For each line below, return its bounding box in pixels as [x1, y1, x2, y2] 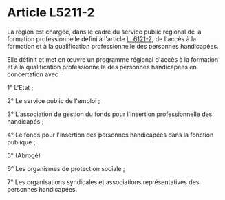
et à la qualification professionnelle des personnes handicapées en [7, 63, 197, 71]
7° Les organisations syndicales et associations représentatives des [7, 177, 200, 186]
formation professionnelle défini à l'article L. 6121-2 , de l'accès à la [7, 34, 197, 43]
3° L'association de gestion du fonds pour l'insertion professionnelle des [7, 110, 213, 118]
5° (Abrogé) [7, 151, 41, 159]
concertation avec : [7, 70, 62, 78]
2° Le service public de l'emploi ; [7, 96, 100, 104]
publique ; [7, 137, 36, 146]
